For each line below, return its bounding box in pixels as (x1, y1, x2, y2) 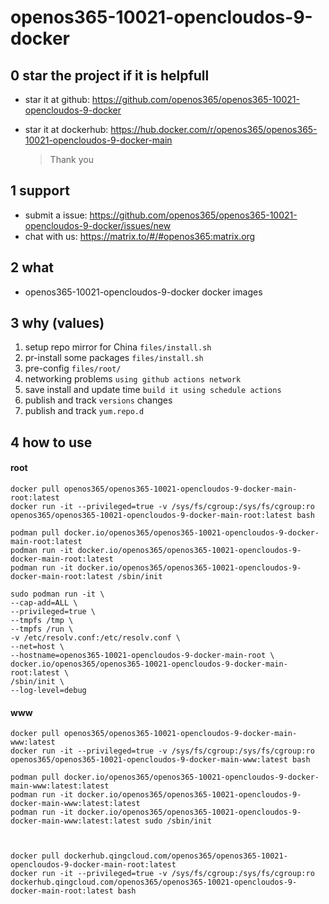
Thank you (49, 154, 94, 165)
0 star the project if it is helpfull (10, 67, 210, 84)
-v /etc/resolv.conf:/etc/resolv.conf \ (10, 633, 182, 643)
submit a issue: (24, 209, 88, 221)
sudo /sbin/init (144, 816, 213, 826)
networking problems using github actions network (24, 373, 242, 385)
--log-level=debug (10, 686, 87, 696)
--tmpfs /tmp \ (10, 616, 74, 626)
